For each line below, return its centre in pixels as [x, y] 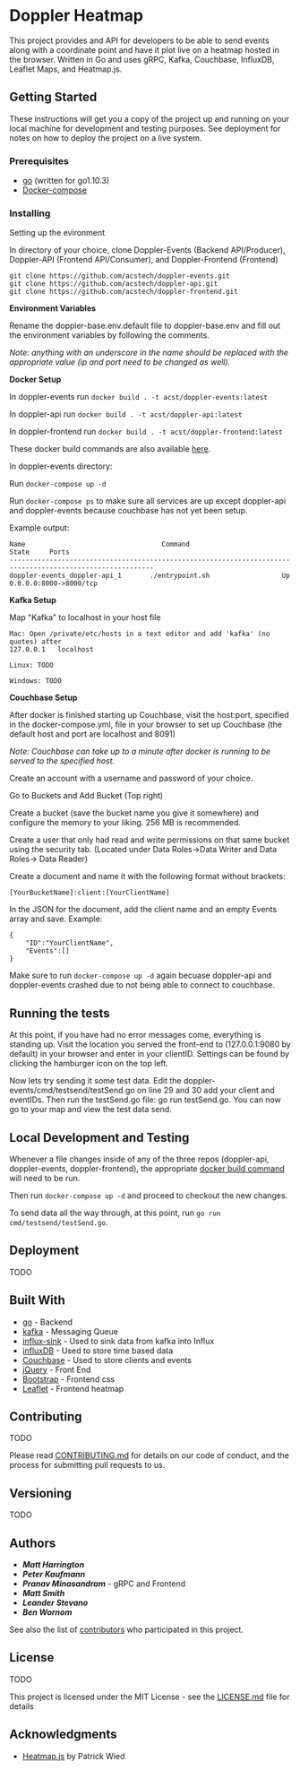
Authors [33, 1543]
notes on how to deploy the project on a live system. [106, 138]
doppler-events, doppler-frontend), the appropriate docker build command [147, 1168]
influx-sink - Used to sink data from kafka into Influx [118, 1341]
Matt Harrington [53, 1565]
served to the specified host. [62, 761]
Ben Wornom [47, 1612]
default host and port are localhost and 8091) [93, 734]
